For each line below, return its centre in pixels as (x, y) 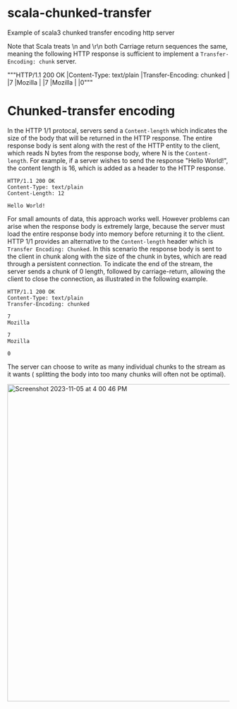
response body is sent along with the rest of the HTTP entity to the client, (114, 145)
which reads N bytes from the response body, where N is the (96, 153)
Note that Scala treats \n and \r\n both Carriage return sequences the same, (117, 46)
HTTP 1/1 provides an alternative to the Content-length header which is (110, 241)
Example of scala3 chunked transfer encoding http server (91, 32)
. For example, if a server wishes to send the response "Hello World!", (127, 160)
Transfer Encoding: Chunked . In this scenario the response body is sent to (115, 249)
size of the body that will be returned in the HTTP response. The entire (110, 138)
